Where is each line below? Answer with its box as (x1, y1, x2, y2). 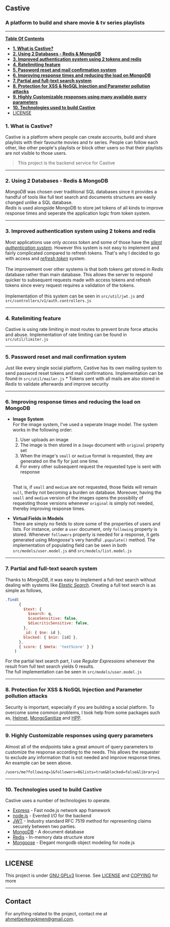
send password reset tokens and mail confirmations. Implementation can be (5, 370, 163, 376)
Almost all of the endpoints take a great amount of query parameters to (5, 743, 153, 749)
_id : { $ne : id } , (23, 630, 62, 635)
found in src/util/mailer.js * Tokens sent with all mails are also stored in (5, 375, 160, 382)
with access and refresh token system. (5, 255, 86, 261)
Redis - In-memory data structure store (12, 834, 95, 840)
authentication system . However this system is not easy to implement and (5, 244, 159, 250)
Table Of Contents (5, 35, 45, 41)
